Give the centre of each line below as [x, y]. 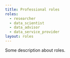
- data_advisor [25, 28]
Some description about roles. [35, 50]
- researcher [23, 18]
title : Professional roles [32, 9]
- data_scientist [27, 23]
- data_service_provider [35, 32]
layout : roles [19, 37]
